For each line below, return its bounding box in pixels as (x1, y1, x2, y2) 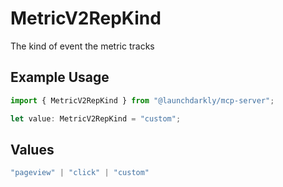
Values (10, 141, 55, 158)
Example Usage (10, 69, 110, 86)
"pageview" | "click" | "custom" (10, 168, 150, 178)
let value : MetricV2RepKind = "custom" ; (10, 113, 182, 124)
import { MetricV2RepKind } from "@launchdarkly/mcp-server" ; (10, 95, 275, 106)
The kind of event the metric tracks (10, 40, 155, 52)
